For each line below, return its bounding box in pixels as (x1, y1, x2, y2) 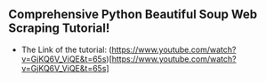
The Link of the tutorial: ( (20, 44, 112, 55)
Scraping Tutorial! (8, 21, 110, 36)
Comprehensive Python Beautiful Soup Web (8, 7, 258, 22)
